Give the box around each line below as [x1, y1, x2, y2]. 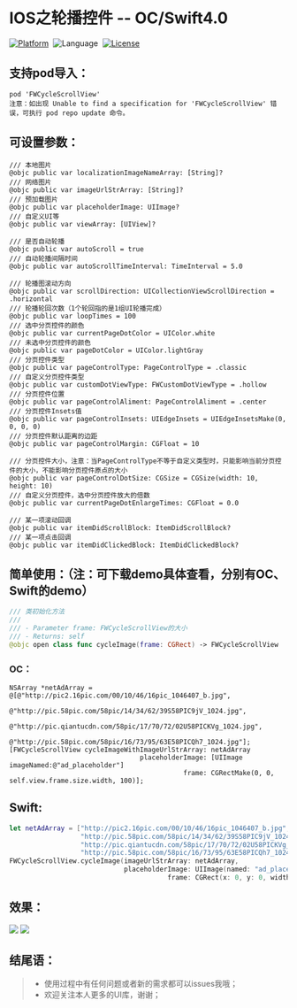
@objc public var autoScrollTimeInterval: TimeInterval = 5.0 [9, 262, 243, 271]
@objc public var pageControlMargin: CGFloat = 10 [9, 439, 200, 448]
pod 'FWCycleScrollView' [9, 89, 101, 98]
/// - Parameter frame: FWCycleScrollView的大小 [9, 624, 188, 633]
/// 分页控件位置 [9, 389, 65, 398]
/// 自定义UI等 [9, 212, 60, 221]
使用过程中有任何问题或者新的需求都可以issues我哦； [43, 978, 239, 989]
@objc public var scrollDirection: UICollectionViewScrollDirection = [9, 287, 275, 296]
